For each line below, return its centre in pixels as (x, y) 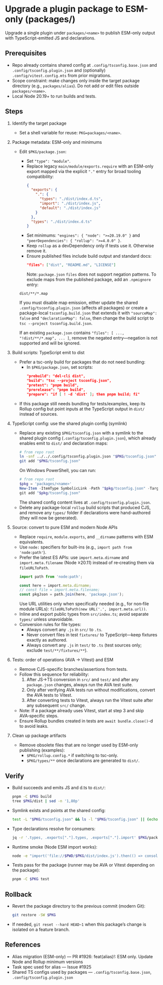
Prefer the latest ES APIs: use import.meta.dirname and (74, 557)
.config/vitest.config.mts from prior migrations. (62, 75)
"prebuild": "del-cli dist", (56, 376)
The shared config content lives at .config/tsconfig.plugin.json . (85, 502)
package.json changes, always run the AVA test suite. (80, 685)
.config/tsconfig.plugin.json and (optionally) (59, 70)
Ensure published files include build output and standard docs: (89, 256)
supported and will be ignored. (50, 343)
